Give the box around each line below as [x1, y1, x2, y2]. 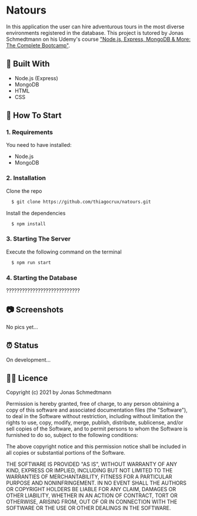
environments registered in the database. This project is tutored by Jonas [6, 29, 184, 36]
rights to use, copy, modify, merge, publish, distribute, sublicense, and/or [6, 419, 183, 426]
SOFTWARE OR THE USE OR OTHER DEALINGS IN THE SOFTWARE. [6, 505, 171, 512]
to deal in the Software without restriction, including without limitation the [6, 413, 183, 420]
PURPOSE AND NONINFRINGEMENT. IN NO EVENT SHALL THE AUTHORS [6, 479, 187, 487]
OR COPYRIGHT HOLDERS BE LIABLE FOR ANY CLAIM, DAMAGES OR [6, 486, 176, 493]
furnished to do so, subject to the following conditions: [6, 432, 138, 439]
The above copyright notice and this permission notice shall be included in [6, 443, 186, 450]
